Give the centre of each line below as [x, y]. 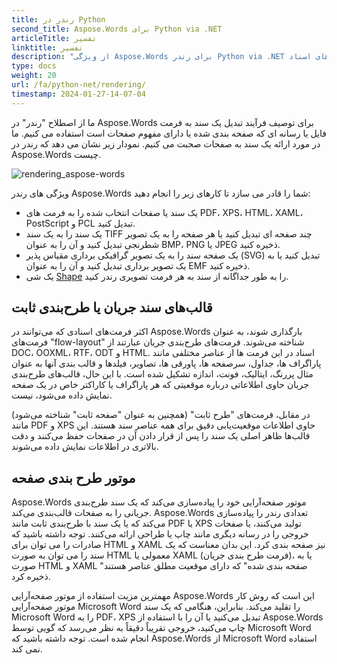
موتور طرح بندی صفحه [73, 477]
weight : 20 [34, 76]
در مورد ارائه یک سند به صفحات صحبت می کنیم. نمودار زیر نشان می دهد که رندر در [166, 143]
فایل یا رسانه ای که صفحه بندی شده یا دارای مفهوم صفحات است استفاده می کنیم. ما [169, 133]
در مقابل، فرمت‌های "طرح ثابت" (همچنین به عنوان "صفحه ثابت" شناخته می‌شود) [161, 415]
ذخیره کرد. [31, 577]
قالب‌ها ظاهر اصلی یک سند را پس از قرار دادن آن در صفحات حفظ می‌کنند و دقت [161, 436]
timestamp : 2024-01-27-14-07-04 [78, 94]
